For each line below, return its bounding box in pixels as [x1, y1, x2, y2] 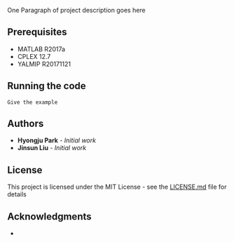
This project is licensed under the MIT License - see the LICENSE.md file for [7, 182, 227, 191]
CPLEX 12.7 [17, 52, 51, 60]
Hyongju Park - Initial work [17, 136, 97, 144]
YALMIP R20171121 [17, 60, 71, 68]
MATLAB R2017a [17, 45, 65, 53]
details [7, 190, 27, 199]
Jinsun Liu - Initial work [17, 144, 86, 152]
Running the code [7, 80, 86, 92]
